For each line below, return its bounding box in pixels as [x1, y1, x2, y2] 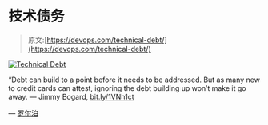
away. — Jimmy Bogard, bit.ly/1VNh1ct [8, 92, 134, 101]
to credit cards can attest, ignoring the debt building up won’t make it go [8, 83, 246, 92]
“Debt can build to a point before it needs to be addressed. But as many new [8, 75, 260, 84]
